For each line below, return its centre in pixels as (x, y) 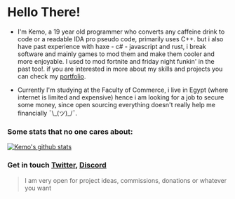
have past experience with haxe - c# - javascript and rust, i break (112, 46)
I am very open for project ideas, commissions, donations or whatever (126, 180)
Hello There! (44, 12)
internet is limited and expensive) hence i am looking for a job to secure (121, 97)
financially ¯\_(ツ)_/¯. (47, 113)
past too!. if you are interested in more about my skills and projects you (120, 69)
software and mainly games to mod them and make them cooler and (116, 54)
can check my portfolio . (52, 76)
